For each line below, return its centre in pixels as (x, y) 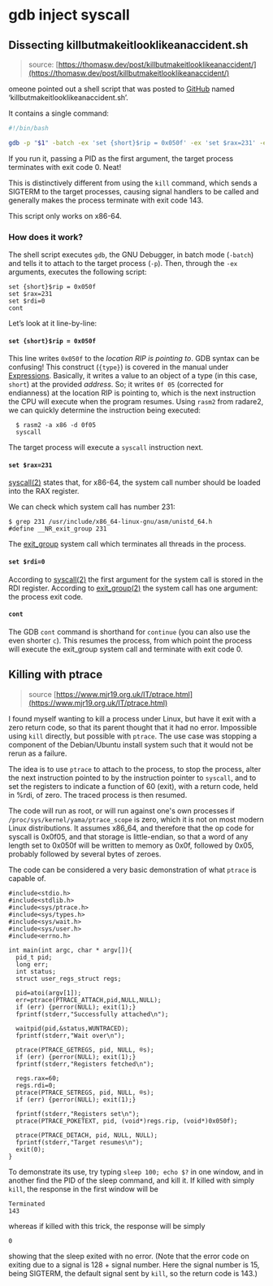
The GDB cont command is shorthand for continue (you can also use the (129, 631)
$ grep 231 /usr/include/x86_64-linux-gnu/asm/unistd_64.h (110, 522)
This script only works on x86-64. (65, 216)
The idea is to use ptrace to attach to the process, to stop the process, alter (135, 769)
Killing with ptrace (56, 675)
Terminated (27, 1204)
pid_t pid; (34, 957)
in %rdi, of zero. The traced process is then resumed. (98, 795)
